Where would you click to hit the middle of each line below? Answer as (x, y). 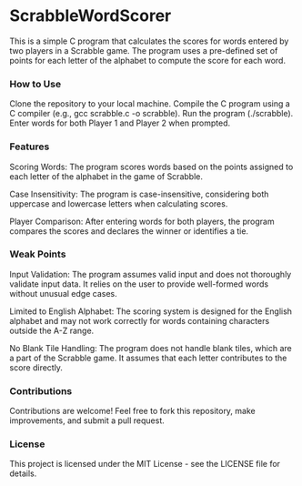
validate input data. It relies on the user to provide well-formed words (139, 284)
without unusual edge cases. (63, 293)
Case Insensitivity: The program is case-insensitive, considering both (139, 194)
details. (23, 473)
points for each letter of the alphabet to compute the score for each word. (148, 60)
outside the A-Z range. (52, 330)
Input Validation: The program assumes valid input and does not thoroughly (151, 274)
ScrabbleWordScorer (91, 16)
